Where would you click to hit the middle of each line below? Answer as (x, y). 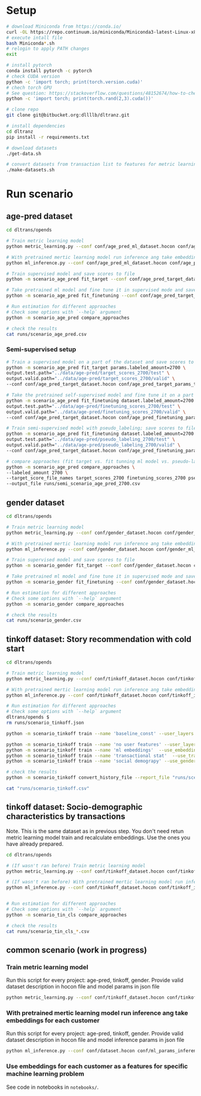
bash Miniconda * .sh (31, 43)
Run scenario (40, 194)
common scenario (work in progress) (77, 950)
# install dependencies (36, 126)
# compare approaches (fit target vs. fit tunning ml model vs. (88, 461)
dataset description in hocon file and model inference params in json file (95, 1040)
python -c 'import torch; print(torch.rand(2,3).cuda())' (80, 99)
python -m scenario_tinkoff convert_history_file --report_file (88, 778)
